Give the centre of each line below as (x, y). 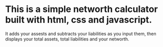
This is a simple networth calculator (81, 9)
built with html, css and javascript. (79, 20)
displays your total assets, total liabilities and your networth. (67, 39)
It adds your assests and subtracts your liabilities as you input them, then (81, 33)
